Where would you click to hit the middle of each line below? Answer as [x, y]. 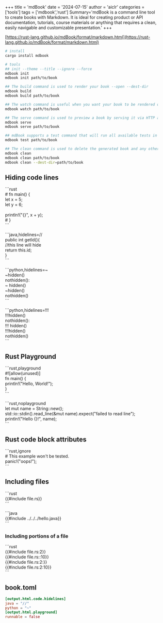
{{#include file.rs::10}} [27, 557]
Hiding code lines [32, 177]
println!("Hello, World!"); [29, 384]
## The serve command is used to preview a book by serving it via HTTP [80, 118]
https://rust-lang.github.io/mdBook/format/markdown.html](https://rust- [78, 37]
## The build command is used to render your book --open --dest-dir [77, 87]
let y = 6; [14, 205]
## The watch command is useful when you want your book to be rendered [80, 104]
